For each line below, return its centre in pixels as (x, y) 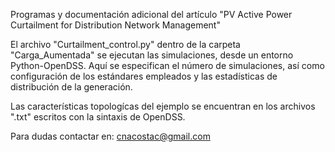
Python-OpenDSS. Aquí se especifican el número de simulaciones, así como (167, 65)
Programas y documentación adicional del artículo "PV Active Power (151, 14)
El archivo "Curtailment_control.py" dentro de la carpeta (125, 44)
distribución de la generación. (71, 87)
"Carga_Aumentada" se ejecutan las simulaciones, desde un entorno (152, 55)
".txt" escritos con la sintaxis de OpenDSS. (98, 117)
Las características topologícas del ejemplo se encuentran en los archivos (163, 106)
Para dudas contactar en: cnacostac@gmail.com (110, 136)
